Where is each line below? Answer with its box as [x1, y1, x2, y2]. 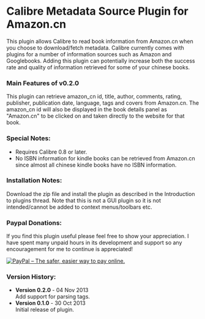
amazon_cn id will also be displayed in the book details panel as [6, 106, 167, 113]
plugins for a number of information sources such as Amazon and [6, 50, 172, 58]
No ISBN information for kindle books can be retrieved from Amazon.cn [15, 154, 195, 162]
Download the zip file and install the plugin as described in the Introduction [6, 190, 195, 197]
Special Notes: [6, 134, 51, 143]
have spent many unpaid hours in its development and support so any [6, 239, 182, 246]
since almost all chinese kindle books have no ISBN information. [15, 161, 177, 168]
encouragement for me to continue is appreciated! [6, 246, 133, 253]
